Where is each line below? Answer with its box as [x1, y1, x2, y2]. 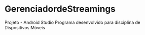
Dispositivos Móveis [4, 24, 45, 30]
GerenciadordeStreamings [4, 3, 116, 15]
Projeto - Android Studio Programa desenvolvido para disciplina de [4, 19, 141, 25]
